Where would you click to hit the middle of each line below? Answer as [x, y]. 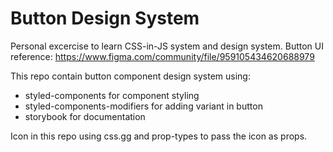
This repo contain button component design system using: [130, 76]
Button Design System [105, 18]
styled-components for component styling [112, 95]
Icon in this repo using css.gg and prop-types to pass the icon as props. [159, 136]
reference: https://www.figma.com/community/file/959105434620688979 [162, 56]
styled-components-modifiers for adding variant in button [143, 106]
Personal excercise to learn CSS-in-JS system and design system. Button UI [167, 46]
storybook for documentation [85, 116]
